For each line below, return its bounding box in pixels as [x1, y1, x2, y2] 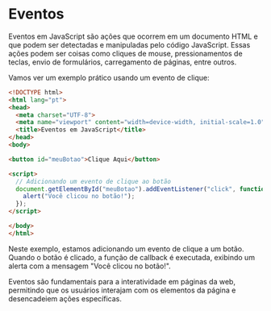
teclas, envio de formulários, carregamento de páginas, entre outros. [8, 57, 237, 67]
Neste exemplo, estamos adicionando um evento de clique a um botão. [8, 243, 244, 254]
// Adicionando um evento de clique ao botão [15, 177, 172, 185]
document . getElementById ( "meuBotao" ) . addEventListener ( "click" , [15, 185, 236, 193]
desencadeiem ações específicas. [8, 293, 123, 303]
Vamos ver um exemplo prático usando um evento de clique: [8, 73, 210, 82]
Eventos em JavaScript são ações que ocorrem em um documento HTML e [8, 31, 258, 41]
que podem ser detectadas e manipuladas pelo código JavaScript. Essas [8, 39, 251, 49]
